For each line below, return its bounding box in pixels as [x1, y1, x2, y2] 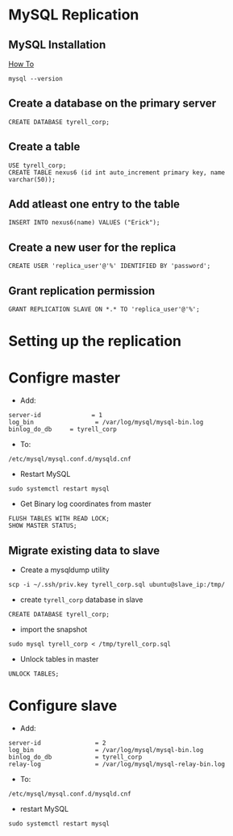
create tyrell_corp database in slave [19, 595, 144, 604]
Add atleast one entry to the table [8, 198, 180, 211]
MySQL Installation [8, 38, 106, 52]
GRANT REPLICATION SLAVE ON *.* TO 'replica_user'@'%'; [8, 305, 200, 314]
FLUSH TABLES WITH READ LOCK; [8, 515, 110, 523]
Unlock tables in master [19, 654, 99, 663]
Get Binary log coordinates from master [19, 499, 152, 509]
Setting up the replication [8, 332, 182, 350]
